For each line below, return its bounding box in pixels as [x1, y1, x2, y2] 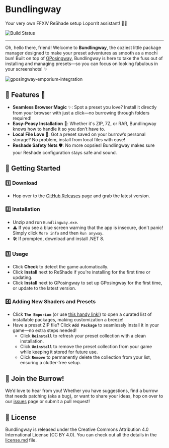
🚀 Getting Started [5, 164, 61, 173]
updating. [12, 274, 33, 281]
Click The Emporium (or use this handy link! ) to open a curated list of [12, 311, 152, 317]
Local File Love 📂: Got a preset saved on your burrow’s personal [12, 131, 146, 137]
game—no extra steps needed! [12, 327, 77, 333]
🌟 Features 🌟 [5, 91, 46, 99]
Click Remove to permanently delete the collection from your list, [20, 354, 151, 360]
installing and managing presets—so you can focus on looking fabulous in [5, 61, 158, 67]
